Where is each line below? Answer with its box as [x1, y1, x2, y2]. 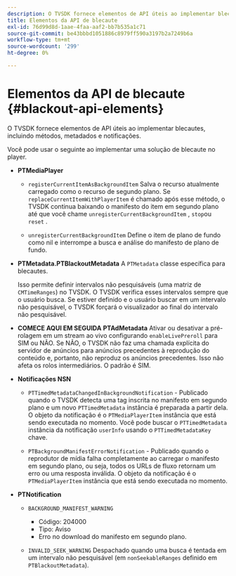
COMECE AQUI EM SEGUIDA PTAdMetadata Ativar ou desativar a [17, 324, 209, 332]
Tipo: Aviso [38, 525, 72, 533]
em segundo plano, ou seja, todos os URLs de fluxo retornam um [27, 462, 216, 470]
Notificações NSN [17, 374, 72, 383]
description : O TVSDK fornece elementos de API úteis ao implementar [7, 10, 216, 18]
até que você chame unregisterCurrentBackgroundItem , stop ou [27, 209, 212, 218]
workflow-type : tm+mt [7, 37, 71, 44]
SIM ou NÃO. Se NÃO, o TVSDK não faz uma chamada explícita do [17, 339, 209, 347]
